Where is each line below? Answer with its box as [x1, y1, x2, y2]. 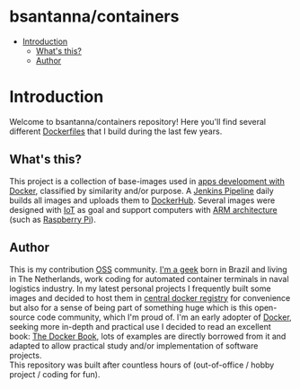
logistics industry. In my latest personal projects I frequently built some [9, 283, 271, 294]
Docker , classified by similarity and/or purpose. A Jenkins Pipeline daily [9, 185, 274, 196]
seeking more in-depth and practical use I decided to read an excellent [9, 321, 271, 332]
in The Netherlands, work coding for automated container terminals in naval [9, 273, 289, 284]
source [9, 312, 36, 323]
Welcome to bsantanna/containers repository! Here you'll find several [9, 116, 267, 127]
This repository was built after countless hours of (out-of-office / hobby [9, 359, 275, 370]
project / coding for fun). [9, 368, 101, 379]
